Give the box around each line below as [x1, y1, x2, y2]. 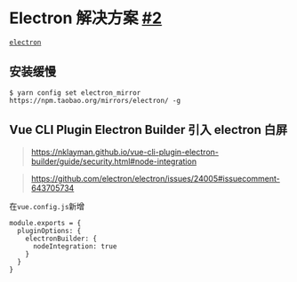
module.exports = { [9, 218, 82, 227]
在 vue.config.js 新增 [9, 200, 85, 211]
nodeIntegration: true [32, 241, 117, 251]
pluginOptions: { [17, 226, 82, 235]
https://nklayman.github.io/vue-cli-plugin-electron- [30, 146, 220, 157]
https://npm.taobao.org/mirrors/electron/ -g [9, 96, 181, 105]
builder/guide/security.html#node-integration [30, 156, 197, 167]
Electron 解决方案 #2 [9, 8, 163, 28]
